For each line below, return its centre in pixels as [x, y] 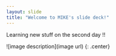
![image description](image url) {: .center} [58, 46]
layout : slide [24, 12]
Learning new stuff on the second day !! [56, 34]
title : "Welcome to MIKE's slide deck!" [58, 17]
